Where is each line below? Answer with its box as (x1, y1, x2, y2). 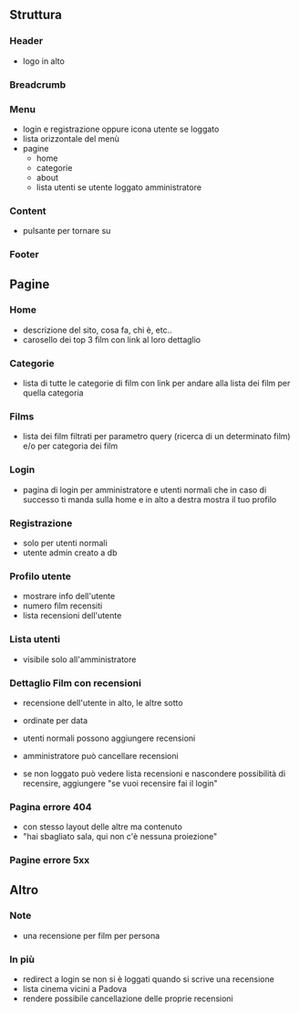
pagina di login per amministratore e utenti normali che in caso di (22, 484, 267, 495)
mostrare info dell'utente (22, 591, 116, 602)
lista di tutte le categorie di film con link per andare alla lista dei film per (22, 378, 291, 389)
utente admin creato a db (22, 547, 118, 558)
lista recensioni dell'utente (22, 610, 122, 621)
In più (9, 953, 35, 966)
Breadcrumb (9, 78, 67, 90)
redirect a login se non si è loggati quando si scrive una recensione (22, 974, 275, 985)
